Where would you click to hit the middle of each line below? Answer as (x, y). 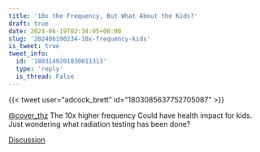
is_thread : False (45, 76)
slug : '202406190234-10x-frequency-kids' (80, 39)
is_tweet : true (34, 46)
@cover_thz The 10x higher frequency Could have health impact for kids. (130, 115)
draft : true (28, 24)
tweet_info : (28, 54)
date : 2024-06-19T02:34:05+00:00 (65, 31)
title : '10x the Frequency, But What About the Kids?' (103, 16)
